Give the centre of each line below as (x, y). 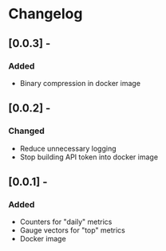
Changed (27, 131)
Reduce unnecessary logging (68, 148)
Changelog (45, 14)
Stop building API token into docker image (89, 157)
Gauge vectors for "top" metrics (73, 230)
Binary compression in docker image (80, 83)
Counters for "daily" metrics (66, 222)
